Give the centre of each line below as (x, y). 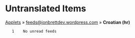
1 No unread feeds (34, 31)
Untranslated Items (46, 9)
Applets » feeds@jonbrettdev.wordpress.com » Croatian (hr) (68, 22)
